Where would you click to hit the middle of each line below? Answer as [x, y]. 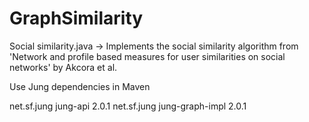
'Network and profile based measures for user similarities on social [147, 56]
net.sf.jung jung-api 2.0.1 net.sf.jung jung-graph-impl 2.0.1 [128, 106]
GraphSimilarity [76, 18]
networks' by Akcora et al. [63, 67]
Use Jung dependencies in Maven [80, 86]
